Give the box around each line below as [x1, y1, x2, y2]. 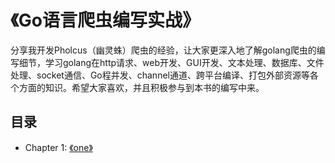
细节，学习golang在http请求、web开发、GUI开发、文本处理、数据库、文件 [18, 56, 325, 68]
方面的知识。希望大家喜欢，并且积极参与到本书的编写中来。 [18, 81, 265, 93]
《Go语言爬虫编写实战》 [10, 9, 200, 32]
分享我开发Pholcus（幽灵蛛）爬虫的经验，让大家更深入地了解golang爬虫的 [10, 44, 317, 56]
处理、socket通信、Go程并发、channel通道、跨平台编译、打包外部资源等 [10, 69, 310, 81]
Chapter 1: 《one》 [24, 141, 93, 153]
